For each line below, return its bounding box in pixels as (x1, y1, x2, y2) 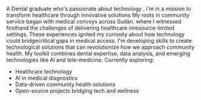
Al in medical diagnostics (15, 75, 77, 81)
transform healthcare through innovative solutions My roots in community (6, 11, 189, 19)
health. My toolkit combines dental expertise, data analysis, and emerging (6, 50, 191, 57)
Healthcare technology (15, 68, 73, 75)
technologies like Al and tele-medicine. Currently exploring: (6, 57, 154, 63)
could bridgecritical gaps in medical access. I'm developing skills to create (6, 37, 192, 44)
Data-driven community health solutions (15, 81, 116, 88)
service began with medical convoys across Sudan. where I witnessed (6, 18, 182, 25)
